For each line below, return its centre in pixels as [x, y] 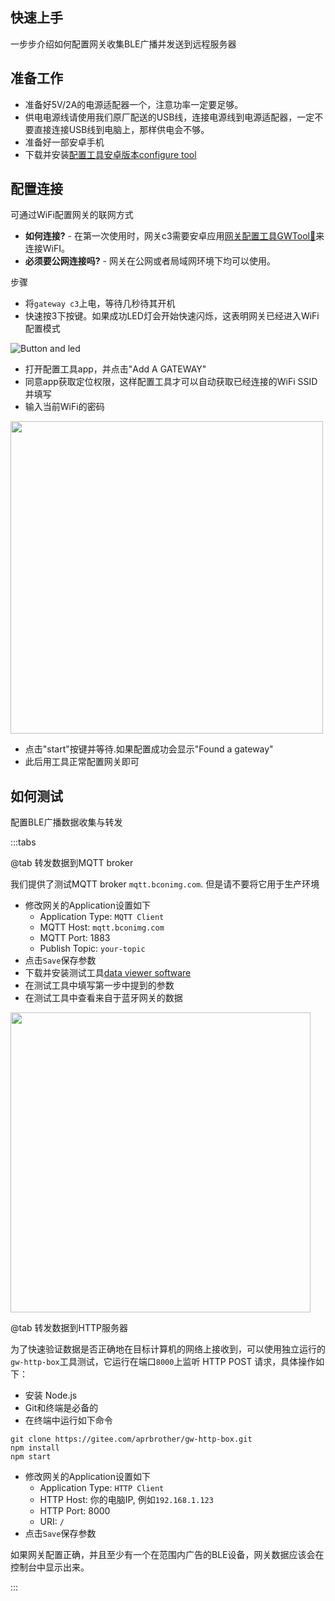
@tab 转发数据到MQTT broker [72, 863]
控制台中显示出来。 [50, 1567]
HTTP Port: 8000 [75, 1511]
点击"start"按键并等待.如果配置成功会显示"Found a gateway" [149, 749]
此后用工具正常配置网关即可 [82, 762]
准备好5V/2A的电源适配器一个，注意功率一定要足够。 [134, 104]
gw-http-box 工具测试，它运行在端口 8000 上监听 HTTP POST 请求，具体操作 [163, 1362]
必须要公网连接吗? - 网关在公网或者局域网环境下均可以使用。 [150, 261]
